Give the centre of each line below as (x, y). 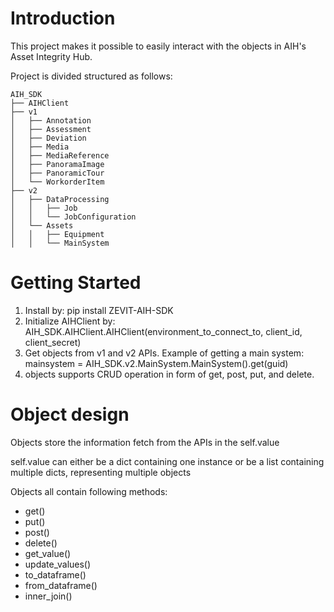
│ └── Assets (42, 225)
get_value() (48, 553)
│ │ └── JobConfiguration (73, 217)
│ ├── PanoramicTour (57, 173)
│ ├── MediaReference (60, 155)
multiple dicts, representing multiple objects (101, 472)
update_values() (58, 564)
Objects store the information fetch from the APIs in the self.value (145, 442)
